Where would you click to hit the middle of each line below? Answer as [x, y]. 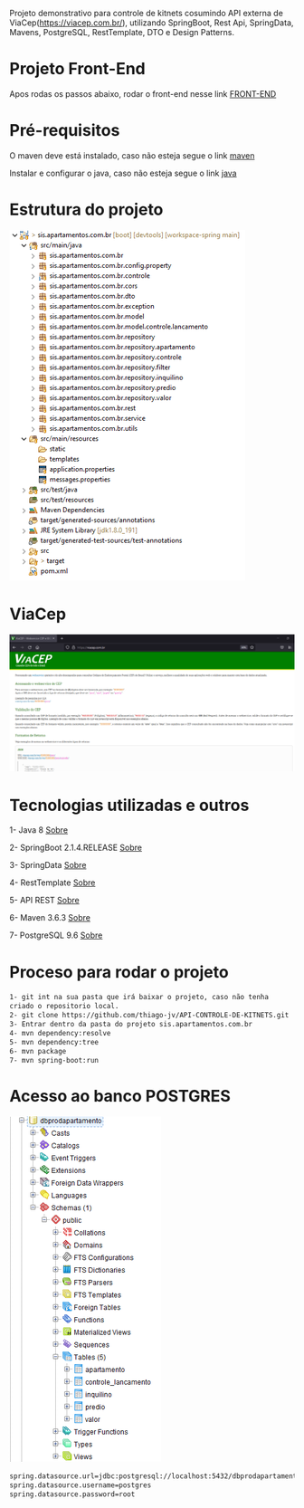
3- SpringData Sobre [48, 865]
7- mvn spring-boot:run [54, 1061]
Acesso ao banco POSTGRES [120, 1097]
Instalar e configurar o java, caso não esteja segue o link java [123, 173]
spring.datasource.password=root [72, 1494]
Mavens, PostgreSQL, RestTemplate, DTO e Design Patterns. [122, 32]
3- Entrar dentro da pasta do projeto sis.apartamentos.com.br [131, 1025]
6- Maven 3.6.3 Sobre [50, 918]
